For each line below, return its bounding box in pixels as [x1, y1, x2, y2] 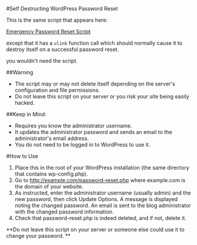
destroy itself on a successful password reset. [6, 46, 119, 53]
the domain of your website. [14, 183, 84, 190]
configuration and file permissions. [14, 87, 100, 94]
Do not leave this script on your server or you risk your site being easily [14, 93, 189, 100]
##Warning [6, 69, 34, 76]
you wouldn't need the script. [6, 58, 78, 64]
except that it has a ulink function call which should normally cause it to [6, 40, 183, 46]
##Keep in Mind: [6, 111, 46, 117]
